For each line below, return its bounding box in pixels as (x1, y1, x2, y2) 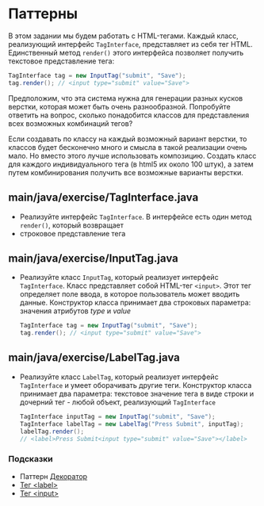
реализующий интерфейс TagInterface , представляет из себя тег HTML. (8, 39, 253, 48)
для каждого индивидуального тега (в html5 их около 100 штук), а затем (8, 159, 254, 169)
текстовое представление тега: (8, 56, 115, 66)
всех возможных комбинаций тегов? (8, 118, 133, 128)
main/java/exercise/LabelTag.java (8, 351, 180, 365)
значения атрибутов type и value (19, 306, 132, 316)
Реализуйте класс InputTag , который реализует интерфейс (19, 273, 220, 282)
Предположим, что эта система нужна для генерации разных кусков (8, 93, 243, 103)
